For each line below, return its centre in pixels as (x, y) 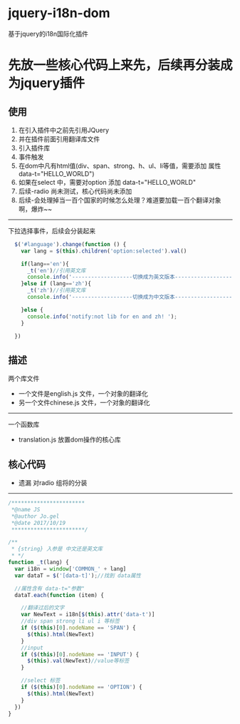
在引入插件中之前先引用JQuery (64, 130)
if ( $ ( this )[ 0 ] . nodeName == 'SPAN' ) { (78, 628)
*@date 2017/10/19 (38, 523)
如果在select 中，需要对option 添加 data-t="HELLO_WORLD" (107, 182)
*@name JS (26, 509)
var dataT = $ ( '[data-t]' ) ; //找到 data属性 (78, 576)
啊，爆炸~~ (35, 209)
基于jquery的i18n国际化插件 (48, 34)
